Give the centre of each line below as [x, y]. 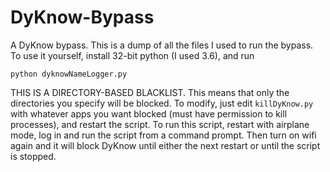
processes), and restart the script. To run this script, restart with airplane [160, 124]
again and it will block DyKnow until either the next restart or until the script [165, 145]
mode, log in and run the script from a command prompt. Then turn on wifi [163, 135]
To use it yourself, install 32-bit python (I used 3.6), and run [132, 55]
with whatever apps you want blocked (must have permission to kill [149, 113]
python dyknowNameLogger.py [69, 74]
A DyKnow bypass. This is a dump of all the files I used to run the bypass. [162, 45]
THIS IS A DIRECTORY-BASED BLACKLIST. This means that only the [150, 92]
